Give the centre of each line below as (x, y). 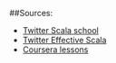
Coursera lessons (55, 49)
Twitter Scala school (61, 30)
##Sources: (31, 13)
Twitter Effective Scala (64, 40)
